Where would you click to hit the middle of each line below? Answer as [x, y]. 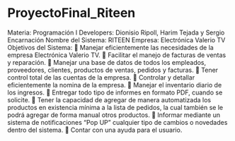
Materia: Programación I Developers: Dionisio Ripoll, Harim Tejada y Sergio [116, 32]
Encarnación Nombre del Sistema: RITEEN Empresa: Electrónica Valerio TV [116, 39]
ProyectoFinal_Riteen [71, 13]
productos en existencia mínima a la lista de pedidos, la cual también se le [115, 107]
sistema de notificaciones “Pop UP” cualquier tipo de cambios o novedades [117, 122]
